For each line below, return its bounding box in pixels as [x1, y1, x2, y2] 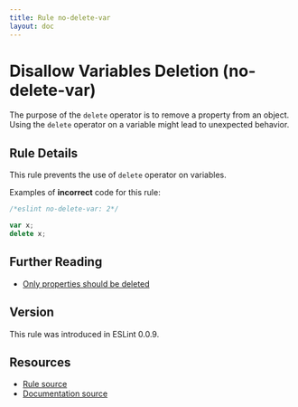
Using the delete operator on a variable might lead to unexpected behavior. [9, 119, 290, 130]
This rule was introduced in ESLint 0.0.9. [9, 328, 160, 339]
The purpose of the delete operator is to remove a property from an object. [9, 109, 290, 120]
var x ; [9, 221, 34, 231]
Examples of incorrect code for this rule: [9, 187, 161, 198]
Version [9, 305, 54, 320]
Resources [9, 355, 71, 370]
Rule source [22, 379, 68, 390]
